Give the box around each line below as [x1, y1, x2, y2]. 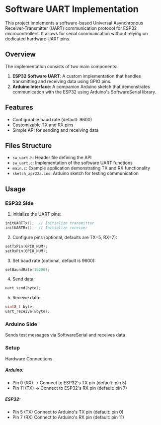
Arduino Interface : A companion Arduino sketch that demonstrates [12, 84, 150, 89]
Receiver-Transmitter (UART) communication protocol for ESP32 [5, 25, 137, 31]
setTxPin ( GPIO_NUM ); [5, 244, 48, 249]
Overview [5, 50, 36, 59]
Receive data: [12, 295, 41, 301]
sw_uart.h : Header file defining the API [12, 155, 92, 161]
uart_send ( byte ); [5, 286, 41, 291]
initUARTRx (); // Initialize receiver [5, 225, 88, 230]
